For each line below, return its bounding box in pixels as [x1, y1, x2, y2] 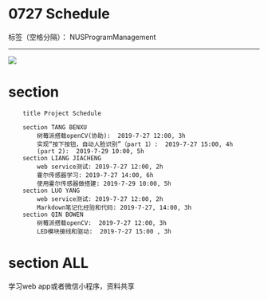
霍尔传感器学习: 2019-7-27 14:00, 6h [37, 171, 154, 179]
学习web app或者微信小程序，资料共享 [8, 281, 135, 291]
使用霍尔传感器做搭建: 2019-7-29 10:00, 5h [37, 179, 171, 187]
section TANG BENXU [22, 123, 88, 132]
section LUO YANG [22, 187, 81, 195]
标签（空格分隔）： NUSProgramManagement [8, 32, 156, 41]
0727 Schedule [8, 5, 110, 23]
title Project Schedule [22, 109, 102, 117]
